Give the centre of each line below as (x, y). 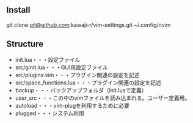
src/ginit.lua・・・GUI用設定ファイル (61, 67)
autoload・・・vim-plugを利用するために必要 (72, 105)
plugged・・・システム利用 (49, 113)
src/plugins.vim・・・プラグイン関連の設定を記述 (77, 75)
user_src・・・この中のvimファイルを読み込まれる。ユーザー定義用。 (103, 98)
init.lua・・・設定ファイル (48, 59)
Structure (25, 44)
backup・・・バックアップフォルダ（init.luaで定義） (81, 90)
